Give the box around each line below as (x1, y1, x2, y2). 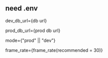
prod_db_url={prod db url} (5, 27, 60, 34)
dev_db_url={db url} (5, 17, 47, 23)
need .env (5, 4, 38, 13)
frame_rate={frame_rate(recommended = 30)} (5, 47, 103, 53)
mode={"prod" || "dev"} (5, 37, 56, 43)
